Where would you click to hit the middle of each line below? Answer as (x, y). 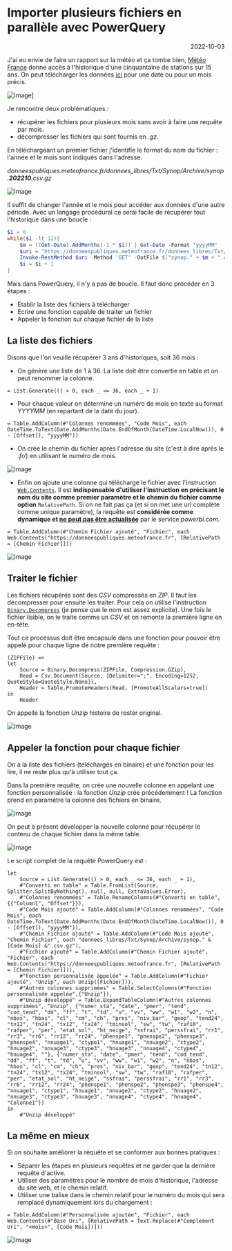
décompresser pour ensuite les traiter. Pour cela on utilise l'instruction (107, 602)
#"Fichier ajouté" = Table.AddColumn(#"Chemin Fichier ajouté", (114, 952)
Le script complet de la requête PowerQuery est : (77, 860)
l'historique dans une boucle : (49, 219)
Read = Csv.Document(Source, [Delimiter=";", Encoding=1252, (109, 676)
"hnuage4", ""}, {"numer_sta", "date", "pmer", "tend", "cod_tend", (108, 1054)
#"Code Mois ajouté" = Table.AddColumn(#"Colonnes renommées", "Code (122, 909)
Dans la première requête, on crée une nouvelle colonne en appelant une (111, 785)
